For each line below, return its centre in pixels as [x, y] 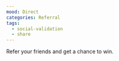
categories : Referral [33, 18]
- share [21, 34]
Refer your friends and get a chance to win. [60, 51]
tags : [13, 23]
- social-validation [37, 29]
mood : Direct [23, 12]
